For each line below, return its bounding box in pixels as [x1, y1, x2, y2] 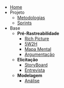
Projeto [9, 9, 25, 15]
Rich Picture [24, 36, 49, 42]
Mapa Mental [24, 46, 52, 52]
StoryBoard [24, 62, 48, 68]
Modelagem [17, 73, 43, 78]
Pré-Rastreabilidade [17, 31, 60, 36]
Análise [24, 78, 40, 84]
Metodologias [17, 15, 45, 20]
